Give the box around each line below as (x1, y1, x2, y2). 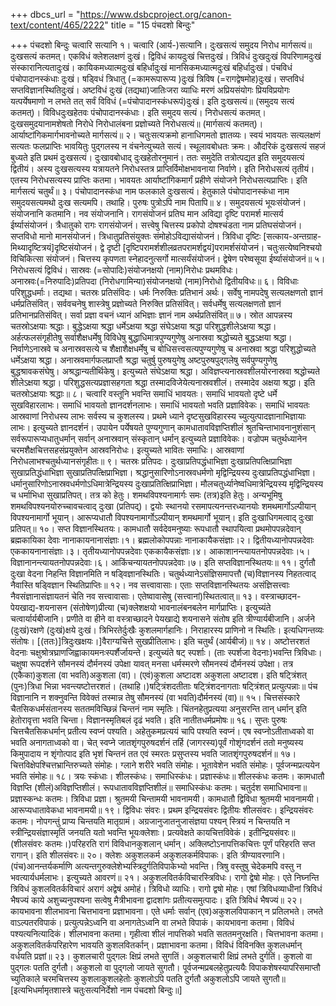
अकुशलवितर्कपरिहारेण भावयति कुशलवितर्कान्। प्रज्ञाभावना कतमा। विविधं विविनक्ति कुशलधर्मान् (10, 939, 303, 951)
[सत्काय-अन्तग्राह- (263, 230, 322, 242)
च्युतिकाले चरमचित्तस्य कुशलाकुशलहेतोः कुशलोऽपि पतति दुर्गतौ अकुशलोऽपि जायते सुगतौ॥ (10, 973, 287, 984)
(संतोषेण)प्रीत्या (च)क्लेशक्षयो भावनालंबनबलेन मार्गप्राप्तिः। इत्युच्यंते (69, 602, 272, 613)
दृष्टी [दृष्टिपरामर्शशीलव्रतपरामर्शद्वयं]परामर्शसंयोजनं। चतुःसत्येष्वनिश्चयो (106, 242, 322, 253)
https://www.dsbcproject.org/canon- (79, 9, 232, 20)
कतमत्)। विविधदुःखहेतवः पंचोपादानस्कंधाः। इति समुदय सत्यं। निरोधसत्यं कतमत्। (10, 107, 267, 118)
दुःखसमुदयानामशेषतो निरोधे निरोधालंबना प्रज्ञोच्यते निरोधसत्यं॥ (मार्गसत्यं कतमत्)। (10, 118, 264, 129)
